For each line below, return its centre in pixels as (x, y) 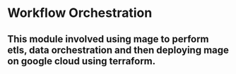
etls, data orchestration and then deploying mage (118, 50)
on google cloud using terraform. (82, 61)
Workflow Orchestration (80, 13)
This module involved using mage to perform (108, 39)
